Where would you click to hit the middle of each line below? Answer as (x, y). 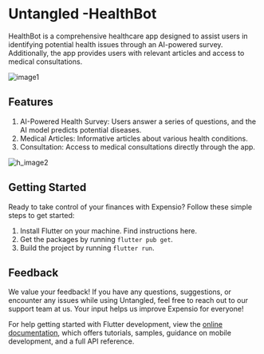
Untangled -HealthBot (83, 14)
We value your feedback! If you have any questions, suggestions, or (120, 292)
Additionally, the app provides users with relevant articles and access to (126, 53)
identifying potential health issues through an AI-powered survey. (116, 44)
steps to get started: (41, 215)
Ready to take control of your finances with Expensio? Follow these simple (130, 207)
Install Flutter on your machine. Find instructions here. (108, 231)
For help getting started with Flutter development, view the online (116, 324)
